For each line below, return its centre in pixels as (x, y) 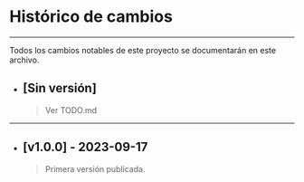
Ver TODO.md (71, 110)
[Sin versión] (59, 88)
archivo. (24, 60)
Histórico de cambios (91, 17)
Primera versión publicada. (95, 168)
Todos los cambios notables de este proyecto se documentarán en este (143, 50)
